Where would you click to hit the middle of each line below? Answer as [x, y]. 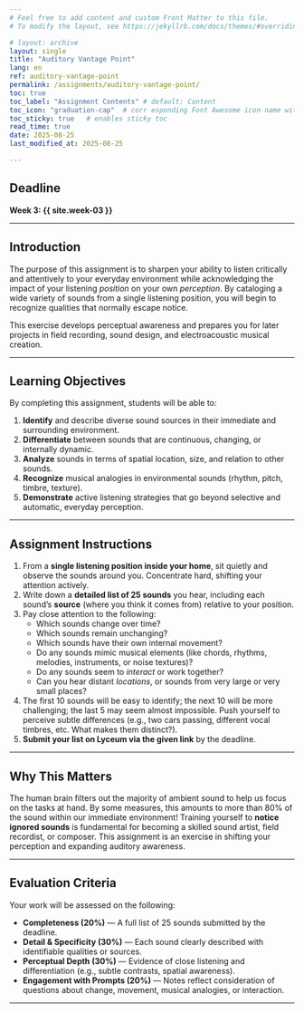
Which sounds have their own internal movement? [129, 643]
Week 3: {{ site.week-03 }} [61, 210]
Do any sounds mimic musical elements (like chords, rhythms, [152, 652]
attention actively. [56, 585]
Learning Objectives [68, 381]
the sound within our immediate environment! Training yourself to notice [144, 817]
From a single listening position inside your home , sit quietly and [145, 566]
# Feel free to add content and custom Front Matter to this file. [139, 18]
